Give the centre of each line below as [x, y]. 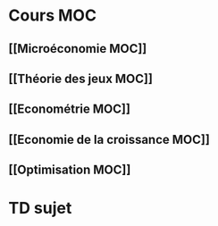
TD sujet [40, 209]
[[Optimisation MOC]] [70, 170]
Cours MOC [53, 16]
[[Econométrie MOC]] [70, 109]
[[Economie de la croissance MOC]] [109, 139]
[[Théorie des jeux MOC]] [81, 78]
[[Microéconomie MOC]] [78, 49]
